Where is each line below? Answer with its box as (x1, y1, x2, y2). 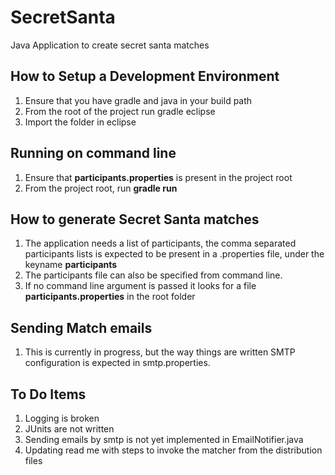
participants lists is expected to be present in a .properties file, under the (24, 248, 325, 260)
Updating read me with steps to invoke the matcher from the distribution (24, 444, 323, 456)
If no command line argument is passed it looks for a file (24, 280, 257, 292)
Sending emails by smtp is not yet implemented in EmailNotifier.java (24, 434, 304, 445)
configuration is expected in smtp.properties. (24, 357, 211, 369)
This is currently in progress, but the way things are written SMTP (24, 346, 296, 358)
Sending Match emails (10, 319, 153, 336)
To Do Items (10, 386, 87, 403)
